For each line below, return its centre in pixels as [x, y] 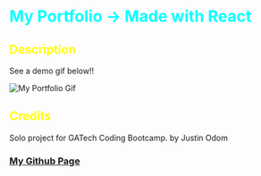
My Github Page [45, 161]
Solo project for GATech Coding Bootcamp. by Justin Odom [118, 138]
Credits [30, 117]
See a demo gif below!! [52, 71]
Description [42, 50]
